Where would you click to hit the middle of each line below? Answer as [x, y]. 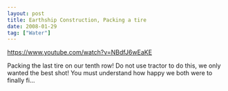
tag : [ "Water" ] [29, 33]
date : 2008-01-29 [32, 26]
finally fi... [21, 81]
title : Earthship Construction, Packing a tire [77, 20]
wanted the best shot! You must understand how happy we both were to [110, 73]
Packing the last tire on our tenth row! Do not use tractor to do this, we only [114, 65]
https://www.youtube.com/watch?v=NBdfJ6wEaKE [80, 52]
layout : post [26, 13]
